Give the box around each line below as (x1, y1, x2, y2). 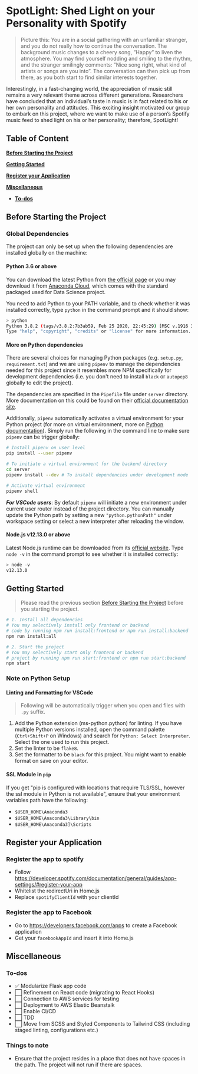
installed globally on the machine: (6, 249, 88, 256)
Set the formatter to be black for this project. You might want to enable (14, 751, 187, 758)
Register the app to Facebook (6, 908, 92, 917)
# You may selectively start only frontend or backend (6, 650, 144, 655)
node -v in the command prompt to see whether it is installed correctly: (6, 550, 179, 558)
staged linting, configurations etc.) (14, 1027, 98, 1034)
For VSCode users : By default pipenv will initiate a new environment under (6, 499, 187, 506)
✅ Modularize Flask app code (14, 983, 87, 990)
